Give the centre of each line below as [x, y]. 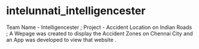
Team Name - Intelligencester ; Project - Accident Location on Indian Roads [99, 27]
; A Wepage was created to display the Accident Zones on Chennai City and [99, 33]
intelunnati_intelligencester [76, 11]
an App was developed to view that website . [61, 40]
